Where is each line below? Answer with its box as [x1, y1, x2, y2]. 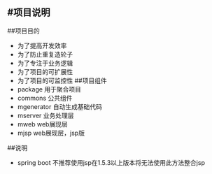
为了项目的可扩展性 [17, 67, 73, 75]
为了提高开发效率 [17, 41, 67, 50]
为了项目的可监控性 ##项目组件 [17, 76, 107, 85]
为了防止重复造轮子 [17, 50, 73, 58]
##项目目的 [7, 27, 40, 35]
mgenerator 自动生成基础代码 [17, 102, 103, 110]
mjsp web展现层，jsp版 [17, 129, 85, 137]
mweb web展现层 [17, 119, 68, 128]
